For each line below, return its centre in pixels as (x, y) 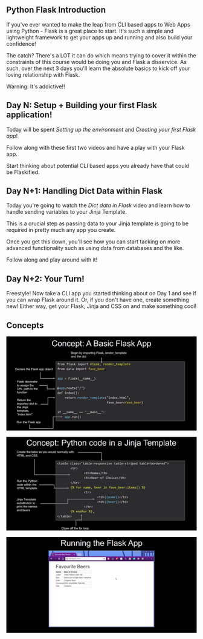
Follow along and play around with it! (52, 260)
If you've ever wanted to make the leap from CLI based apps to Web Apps (98, 24)
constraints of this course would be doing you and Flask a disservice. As (97, 62)
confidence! (21, 43)
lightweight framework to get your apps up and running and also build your (99, 37)
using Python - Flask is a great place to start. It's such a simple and (90, 31)
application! (29, 115)
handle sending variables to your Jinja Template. (66, 212)
